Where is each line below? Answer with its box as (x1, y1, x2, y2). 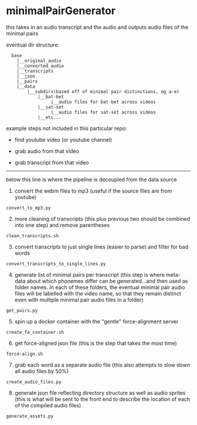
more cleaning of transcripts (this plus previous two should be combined (14, 215, 191, 222)
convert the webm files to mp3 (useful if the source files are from (14, 187, 172, 194)
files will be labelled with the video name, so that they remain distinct (14, 290, 181, 297)
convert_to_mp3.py (6, 205, 51, 211)
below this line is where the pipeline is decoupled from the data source (6, 175, 177, 183)
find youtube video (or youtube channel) (14, 136, 113, 143)
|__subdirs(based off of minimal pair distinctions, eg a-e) (27, 88, 180, 95)
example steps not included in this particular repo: (6, 125, 127, 132)
